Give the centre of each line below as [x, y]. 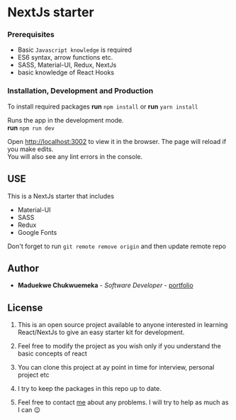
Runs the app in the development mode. [66, 120]
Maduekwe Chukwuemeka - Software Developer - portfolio [105, 285]
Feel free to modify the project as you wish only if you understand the [119, 346]
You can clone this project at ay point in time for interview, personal [116, 367]
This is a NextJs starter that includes [61, 196]
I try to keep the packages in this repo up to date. [89, 389]
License [25, 308]
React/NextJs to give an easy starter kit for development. [101, 332]
